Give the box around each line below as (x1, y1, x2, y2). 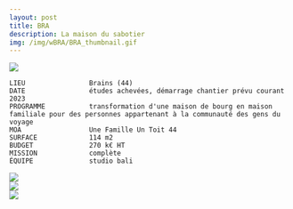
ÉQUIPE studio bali (9, 157, 134, 165)
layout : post (9, 12, 58, 22)
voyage (9, 117, 34, 127)
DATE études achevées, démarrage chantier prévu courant (9, 86, 285, 96)
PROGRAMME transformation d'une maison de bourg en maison (9, 102, 273, 111)
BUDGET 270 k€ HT (9, 141, 126, 150)
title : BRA (9, 21, 50, 30)
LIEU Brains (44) (9, 79, 134, 88)
